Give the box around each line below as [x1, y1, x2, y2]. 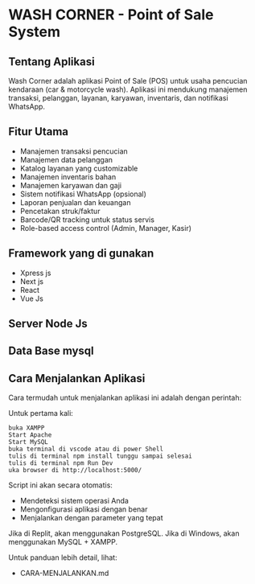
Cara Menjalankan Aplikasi [8, 372, 146, 385]
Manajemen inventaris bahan [19, 171, 117, 182]
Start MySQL [8, 438, 48, 446]
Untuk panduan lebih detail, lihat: [8, 553, 118, 562]
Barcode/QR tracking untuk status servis [19, 215, 155, 224]
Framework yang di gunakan [8, 247, 154, 261]
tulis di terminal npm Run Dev [8, 459, 113, 467]
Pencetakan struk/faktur [19, 206, 101, 216]
